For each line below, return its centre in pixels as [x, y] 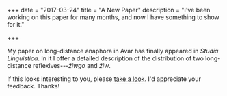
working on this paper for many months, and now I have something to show [113, 17]
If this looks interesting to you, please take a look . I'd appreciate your [104, 79]
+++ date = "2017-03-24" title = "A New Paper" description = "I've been [109, 10]
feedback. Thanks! [34, 86]
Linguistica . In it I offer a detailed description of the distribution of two [105, 58]
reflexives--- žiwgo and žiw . [72, 65]
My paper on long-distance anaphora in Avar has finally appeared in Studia [113, 51]
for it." [16, 24]
